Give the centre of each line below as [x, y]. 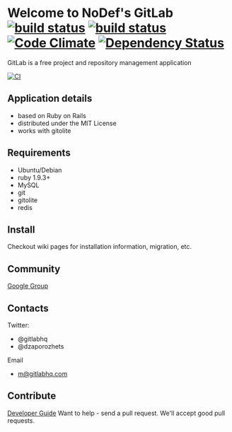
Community [34, 269]
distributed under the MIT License [67, 123]
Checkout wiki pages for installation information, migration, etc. [100, 247]
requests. [21, 420]
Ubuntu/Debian [40, 170]
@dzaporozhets [41, 346]
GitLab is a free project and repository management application [100, 62]
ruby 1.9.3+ [34, 177]
